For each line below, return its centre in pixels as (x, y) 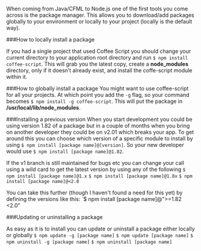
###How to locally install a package (51, 39)
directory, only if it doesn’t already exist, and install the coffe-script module (99, 70)
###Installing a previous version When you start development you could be (99, 119)
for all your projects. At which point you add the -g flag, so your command (98, 95)
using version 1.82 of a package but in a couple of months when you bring (98, 125)
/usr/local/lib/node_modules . (44, 107)
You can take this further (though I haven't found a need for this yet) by (94, 193)
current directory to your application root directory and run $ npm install (97, 57)
